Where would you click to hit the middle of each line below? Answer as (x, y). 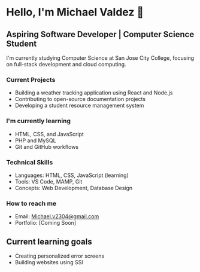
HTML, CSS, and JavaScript (49, 134)
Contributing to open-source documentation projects (80, 99)
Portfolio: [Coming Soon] (46, 223)
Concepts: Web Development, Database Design (74, 188)
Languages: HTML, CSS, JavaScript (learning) (72, 175)
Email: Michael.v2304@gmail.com (57, 216)
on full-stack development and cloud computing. (66, 64)
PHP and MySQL (35, 140)
